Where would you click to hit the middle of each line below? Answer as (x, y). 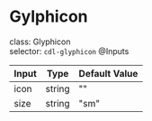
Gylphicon (49, 17)
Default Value (108, 73)
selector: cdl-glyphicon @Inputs (69, 51)
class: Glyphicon (40, 42)
